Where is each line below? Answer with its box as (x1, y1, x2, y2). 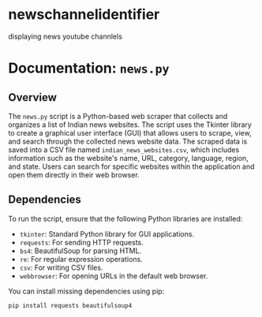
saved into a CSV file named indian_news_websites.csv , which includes (8, 144, 240, 155)
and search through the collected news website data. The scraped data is (8, 136, 248, 146)
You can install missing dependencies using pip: (8, 286, 165, 296)
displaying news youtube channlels (8, 32, 122, 41)
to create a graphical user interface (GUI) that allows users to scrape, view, (8, 128, 252, 137)
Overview (8, 91, 58, 104)
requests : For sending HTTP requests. (19, 237, 144, 247)
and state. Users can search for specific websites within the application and (8, 162, 255, 171)
